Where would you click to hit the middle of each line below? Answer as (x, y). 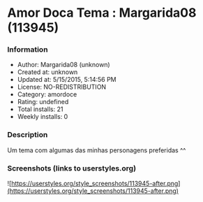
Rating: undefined (43, 102)
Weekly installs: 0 (43, 117)
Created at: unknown (47, 72)
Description (28, 135)
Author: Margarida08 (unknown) (63, 65)
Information (28, 50)
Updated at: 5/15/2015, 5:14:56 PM (67, 80)
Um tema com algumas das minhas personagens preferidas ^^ (97, 150)
